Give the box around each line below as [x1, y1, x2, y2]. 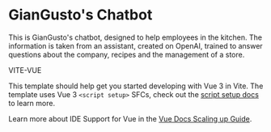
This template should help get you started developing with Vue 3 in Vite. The [8, 81, 264, 91]
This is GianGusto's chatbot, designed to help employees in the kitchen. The [8, 32, 263, 42]
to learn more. [8, 98, 55, 108]
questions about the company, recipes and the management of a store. [8, 49, 245, 59]
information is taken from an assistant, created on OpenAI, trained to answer [8, 40, 263, 50]
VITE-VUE [8, 65, 42, 75]
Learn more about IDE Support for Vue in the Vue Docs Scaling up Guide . [8, 113, 252, 123]
